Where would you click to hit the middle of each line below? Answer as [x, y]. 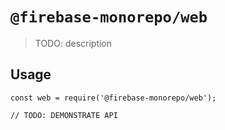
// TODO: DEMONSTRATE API [64, 115]
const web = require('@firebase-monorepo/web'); [113, 98]
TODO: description [73, 43]
